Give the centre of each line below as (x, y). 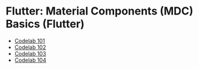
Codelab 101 (30, 41)
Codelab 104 (30, 60)
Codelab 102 (30, 47)
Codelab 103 (30, 53)
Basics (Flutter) (45, 24)
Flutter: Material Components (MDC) (99, 11)
